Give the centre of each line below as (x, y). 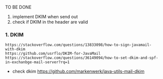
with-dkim (15, 49)
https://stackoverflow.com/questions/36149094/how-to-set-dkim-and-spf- (82, 58)
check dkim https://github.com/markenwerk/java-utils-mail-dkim (78, 72)
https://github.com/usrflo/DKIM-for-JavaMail (53, 54)
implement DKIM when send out (45, 17)
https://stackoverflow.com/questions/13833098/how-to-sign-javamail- (79, 45)
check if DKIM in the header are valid (50, 22)
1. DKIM (14, 35)
